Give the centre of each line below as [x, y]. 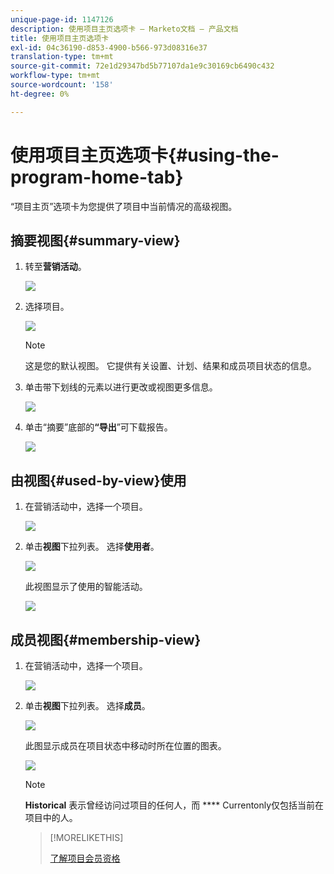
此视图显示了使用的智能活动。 [86, 587]
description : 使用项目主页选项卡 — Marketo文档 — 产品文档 [124, 29]
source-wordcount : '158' [62, 85]
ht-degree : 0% [40, 94]
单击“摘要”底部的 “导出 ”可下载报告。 [98, 427]
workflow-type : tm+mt [55, 76]
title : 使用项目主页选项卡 [60, 38]
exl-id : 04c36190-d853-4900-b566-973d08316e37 [109, 47]
